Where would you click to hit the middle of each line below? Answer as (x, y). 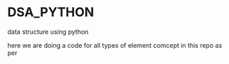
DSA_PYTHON (51, 12)
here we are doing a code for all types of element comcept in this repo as (115, 45)
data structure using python (48, 32)
